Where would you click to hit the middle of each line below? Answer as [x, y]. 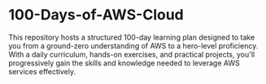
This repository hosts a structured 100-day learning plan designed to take [132, 37]
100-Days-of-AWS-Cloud [96, 15]
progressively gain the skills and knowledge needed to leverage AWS [124, 63]
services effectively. [42, 71]
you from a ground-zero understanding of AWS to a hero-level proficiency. [133, 45]
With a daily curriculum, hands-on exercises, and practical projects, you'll [131, 54]
